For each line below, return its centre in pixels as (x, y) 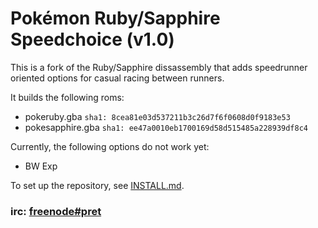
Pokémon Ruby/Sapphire (115, 18)
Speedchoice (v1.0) (92, 39)
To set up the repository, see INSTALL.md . (97, 185)
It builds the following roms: (67, 97)
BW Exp (41, 166)
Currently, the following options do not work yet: (110, 146)
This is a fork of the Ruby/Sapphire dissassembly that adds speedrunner (159, 67)
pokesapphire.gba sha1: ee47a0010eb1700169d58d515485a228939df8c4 (166, 127)
